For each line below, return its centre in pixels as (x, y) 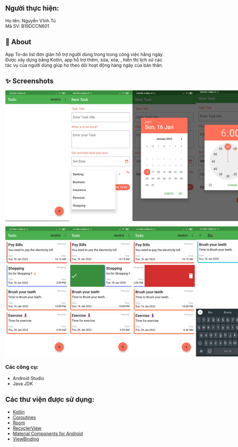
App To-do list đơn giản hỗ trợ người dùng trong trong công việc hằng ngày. (85, 54)
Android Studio (28, 378)
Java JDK (23, 383)
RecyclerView (27, 428)
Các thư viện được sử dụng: (50, 399)
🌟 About (18, 42)
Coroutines (24, 417)
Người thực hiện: (32, 8)
